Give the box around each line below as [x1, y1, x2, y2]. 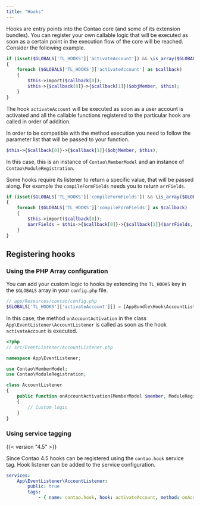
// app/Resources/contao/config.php [6, 299, 97, 305]
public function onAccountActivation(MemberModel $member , [17, 393, 167, 399]
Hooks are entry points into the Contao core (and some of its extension [6, 25, 180, 32]
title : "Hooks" [6, 8, 44, 15]
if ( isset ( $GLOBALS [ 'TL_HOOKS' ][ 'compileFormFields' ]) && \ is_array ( [6, 194, 183, 200]
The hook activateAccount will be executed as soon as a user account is [6, 105, 184, 112]
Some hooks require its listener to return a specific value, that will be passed [6, 176, 194, 183]
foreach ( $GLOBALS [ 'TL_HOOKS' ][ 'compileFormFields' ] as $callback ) [17, 205, 187, 211]
